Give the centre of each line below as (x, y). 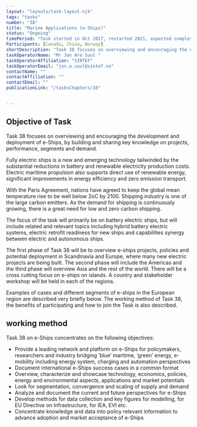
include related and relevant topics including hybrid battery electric (87, 226)
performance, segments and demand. (52, 148)
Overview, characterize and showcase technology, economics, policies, (101, 374)
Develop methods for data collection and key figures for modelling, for (99, 399)
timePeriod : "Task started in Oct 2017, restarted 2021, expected (89, 39)
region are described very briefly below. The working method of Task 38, (94, 299)
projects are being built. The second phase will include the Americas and (94, 262)
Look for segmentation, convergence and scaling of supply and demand (102, 386)
